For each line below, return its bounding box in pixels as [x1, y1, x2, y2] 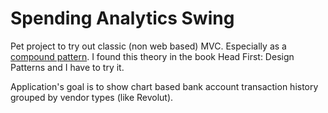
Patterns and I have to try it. [10, 61, 125, 73]
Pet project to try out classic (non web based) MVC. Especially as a [10, 40, 287, 52]
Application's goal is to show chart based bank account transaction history [10, 80, 319, 92]
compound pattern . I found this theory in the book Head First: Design [10, 50, 295, 62]
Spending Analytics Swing [10, 7, 235, 30]
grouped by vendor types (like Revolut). [10, 91, 174, 103]
